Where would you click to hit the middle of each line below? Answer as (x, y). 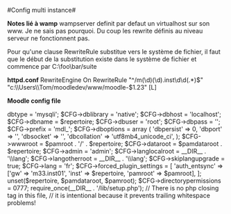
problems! (22, 203)
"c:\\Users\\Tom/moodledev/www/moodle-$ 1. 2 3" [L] (82, 87)
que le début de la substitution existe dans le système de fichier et (102, 59)
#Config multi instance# (42, 10)
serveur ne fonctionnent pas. (49, 38)
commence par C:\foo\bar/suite (52, 66)
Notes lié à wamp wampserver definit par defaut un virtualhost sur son (109, 23)
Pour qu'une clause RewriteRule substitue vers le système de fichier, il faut (114, 52)
